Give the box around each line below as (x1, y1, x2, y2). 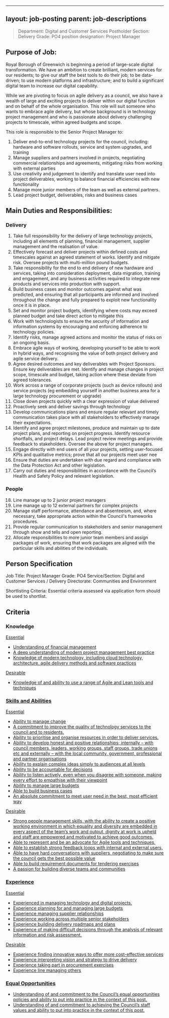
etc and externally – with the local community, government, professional (13, 750, 162, 756)
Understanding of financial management (13, 644, 97, 650)
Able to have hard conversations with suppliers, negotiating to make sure (13, 850, 164, 856)
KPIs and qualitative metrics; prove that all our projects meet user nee (13, 451, 157, 458)
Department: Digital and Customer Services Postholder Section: (18, 28, 150, 34)
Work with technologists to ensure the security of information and (13, 318, 149, 324)
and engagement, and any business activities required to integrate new (13, 276, 160, 282)
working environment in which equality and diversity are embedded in (13, 823, 157, 829)
